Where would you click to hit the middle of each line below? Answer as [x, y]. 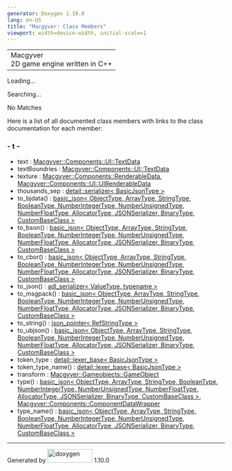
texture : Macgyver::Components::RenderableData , [89, 176]
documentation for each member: [55, 128]
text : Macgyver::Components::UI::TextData [79, 161]
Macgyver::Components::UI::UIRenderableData [84, 183]
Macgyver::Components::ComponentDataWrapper [89, 403]
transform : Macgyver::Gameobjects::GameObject [88, 374]
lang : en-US [24, 20]
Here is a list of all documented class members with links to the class [105, 121]
